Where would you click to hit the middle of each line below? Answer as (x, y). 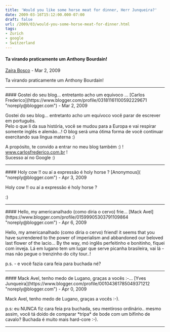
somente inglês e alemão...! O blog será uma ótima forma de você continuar (84, 131)
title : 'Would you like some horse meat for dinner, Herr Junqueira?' (81, 10)
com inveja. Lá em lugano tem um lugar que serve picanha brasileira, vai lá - (85, 248)
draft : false (19, 19)
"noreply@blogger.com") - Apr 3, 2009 (46, 177)
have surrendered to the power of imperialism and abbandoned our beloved (84, 237)
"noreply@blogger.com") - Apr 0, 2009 (46, 289)
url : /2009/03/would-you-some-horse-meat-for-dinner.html (68, 24)
